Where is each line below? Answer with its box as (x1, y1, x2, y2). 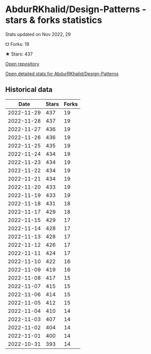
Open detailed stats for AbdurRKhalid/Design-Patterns (5, 70, 119, 77)
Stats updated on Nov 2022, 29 (5, 31, 71, 37)
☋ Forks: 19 (5, 41, 29, 47)
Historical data (5, 85, 53, 94)
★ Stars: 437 (5, 51, 33, 57)
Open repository (5, 61, 40, 67)
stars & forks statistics (5, 14, 102, 26)
